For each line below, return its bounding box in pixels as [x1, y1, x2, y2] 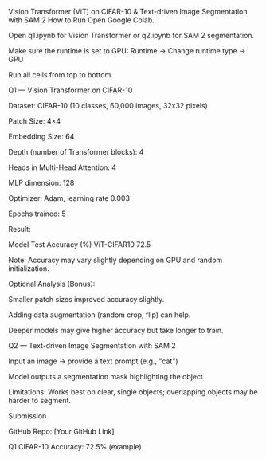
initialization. [8, 264, 49, 273]
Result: [8, 225, 31, 233]
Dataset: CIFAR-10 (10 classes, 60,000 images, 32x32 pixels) [8, 101, 209, 110]
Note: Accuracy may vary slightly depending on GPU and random [8, 255, 223, 265]
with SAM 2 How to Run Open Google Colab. [8, 15, 155, 25]
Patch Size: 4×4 [8, 116, 61, 126]
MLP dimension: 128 [8, 178, 75, 187]
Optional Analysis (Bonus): [8, 279, 96, 288]
